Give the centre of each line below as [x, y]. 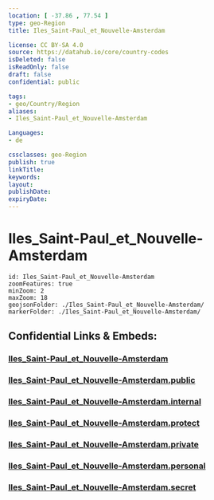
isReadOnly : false [39, 67]
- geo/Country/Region [44, 104]
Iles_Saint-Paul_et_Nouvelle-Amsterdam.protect [104, 423]
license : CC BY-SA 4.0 [46, 45]
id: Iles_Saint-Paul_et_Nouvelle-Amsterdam [82, 277]
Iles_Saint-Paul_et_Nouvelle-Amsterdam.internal [105, 402]
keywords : [25, 177]
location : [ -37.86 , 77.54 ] [58, 16]
